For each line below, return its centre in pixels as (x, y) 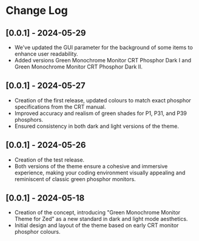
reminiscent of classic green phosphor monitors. (75, 179)
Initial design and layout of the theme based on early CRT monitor (96, 225)
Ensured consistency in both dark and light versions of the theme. (97, 126)
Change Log (37, 11)
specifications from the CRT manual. (60, 107)
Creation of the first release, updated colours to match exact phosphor (103, 100)
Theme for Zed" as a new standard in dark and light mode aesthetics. (101, 219)
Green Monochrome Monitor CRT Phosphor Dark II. (79, 67)
